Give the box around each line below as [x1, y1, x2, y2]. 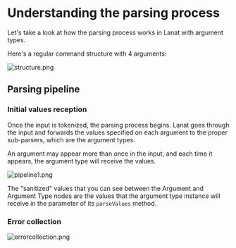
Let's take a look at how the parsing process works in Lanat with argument [7, 28, 224, 37]
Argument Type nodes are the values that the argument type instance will [7, 192, 221, 200]
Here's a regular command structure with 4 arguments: [7, 49, 167, 58]
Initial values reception [7, 104, 87, 114]
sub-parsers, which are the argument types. [7, 135, 135, 144]
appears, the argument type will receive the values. [7, 156, 156, 165]
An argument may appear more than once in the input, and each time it [7, 149, 213, 158]
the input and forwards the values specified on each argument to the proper [7, 128, 228, 137]
